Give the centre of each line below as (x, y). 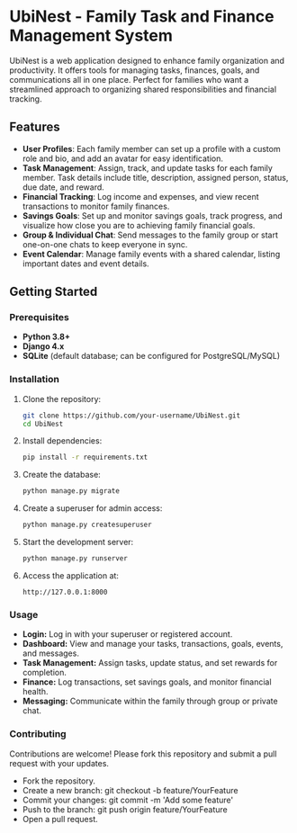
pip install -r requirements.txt (85, 457)
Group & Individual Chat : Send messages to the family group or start (150, 235)
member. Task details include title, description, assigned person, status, (155, 177)
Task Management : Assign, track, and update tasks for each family (147, 167)
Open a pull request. (60, 819)
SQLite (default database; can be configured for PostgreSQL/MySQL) (151, 356)
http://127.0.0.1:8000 (65, 592)
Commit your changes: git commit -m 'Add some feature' (128, 800)
